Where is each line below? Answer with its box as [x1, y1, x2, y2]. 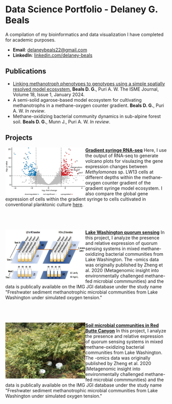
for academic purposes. [5, 37, 56, 43]
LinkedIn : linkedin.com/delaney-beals [12, 52, 93, 58]
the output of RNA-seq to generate [85, 152, 159, 159]
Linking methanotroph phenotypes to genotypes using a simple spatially [12, 80, 165, 86]
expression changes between [85, 163, 147, 169]
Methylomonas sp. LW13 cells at [85, 169, 154, 175]
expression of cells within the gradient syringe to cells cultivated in [5, 196, 146, 202]
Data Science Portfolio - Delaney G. [5, 4, 158, 15]
